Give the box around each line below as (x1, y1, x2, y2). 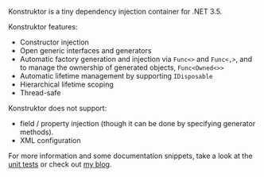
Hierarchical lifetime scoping (19, 79, 114, 89)
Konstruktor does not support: (8, 103, 107, 113)
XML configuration (19, 136, 81, 145)
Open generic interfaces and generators (19, 46, 152, 55)
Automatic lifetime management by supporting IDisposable (19, 71, 213, 80)
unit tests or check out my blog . (8, 160, 112, 169)
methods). (19, 127, 54, 137)
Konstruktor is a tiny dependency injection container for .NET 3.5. (8, 7, 223, 16)
